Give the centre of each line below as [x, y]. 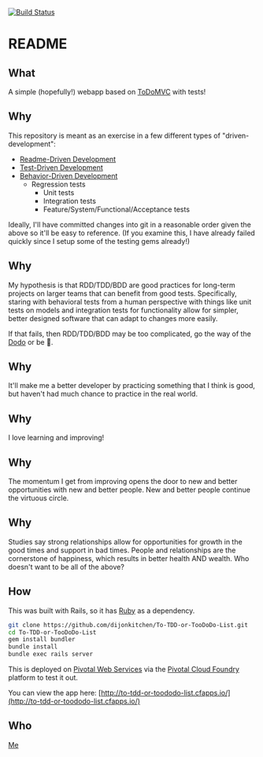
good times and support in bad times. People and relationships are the [122, 550]
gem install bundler [42, 640]
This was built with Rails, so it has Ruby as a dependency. [102, 611]
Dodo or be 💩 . [31, 342]
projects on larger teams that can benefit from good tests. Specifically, [123, 293]
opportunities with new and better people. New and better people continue [129, 490]
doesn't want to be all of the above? [66, 567]
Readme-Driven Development [68, 159]
